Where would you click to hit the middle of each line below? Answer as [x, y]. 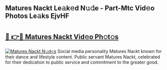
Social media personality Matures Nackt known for [110, 51]
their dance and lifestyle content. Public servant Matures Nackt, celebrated [83, 57]
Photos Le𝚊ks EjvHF [37, 16]
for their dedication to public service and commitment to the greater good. [82, 62]
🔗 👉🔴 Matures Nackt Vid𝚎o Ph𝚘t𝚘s [62, 37]
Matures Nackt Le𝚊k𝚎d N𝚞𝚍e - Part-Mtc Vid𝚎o [80, 8]
